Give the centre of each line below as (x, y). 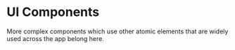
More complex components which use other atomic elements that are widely (118, 31)
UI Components (53, 12)
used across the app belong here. (56, 38)
